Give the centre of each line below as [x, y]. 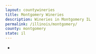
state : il [16, 33]
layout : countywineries [30, 10]
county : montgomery [26, 29]
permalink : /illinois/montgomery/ [41, 24]
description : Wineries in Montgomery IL [48, 19]
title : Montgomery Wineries [35, 15]
